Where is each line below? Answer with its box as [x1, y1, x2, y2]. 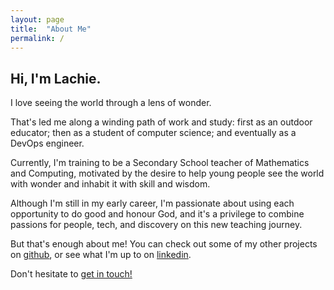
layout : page [10, 14, 65, 25]
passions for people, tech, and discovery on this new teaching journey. [10, 219, 303, 231]
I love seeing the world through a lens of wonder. [10, 97, 212, 109]
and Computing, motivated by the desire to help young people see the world [10, 167, 325, 180]
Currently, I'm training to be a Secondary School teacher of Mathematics [10, 157, 310, 169]
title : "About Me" [10, 24, 92, 34]
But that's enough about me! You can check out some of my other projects [10, 238, 318, 250]
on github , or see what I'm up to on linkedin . [10, 249, 192, 261]
